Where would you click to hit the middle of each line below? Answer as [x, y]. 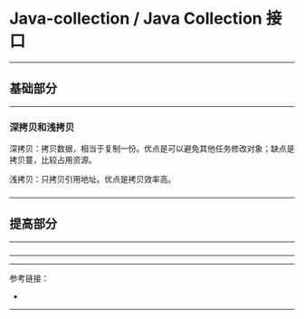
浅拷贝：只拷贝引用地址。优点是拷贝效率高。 [93, 179]
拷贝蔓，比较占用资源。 [53, 160]
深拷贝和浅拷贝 [42, 127]
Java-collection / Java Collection [136, 19]
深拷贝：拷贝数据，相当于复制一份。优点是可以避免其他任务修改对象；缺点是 [152, 149]
